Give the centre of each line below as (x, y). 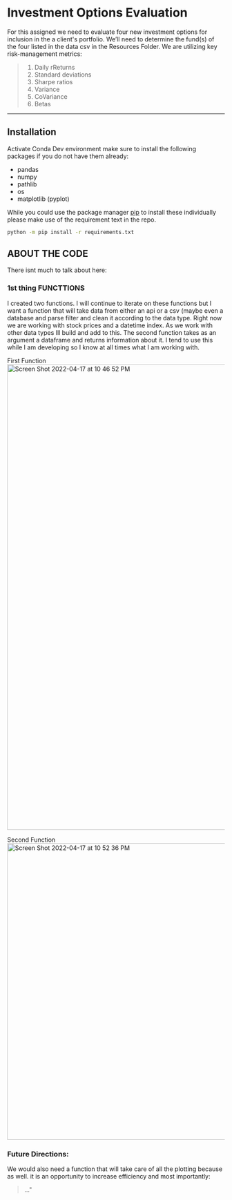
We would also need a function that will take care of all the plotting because (115, 1169)
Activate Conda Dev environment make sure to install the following (102, 148)
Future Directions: (38, 1154)
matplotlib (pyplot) (43, 199)
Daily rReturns (55, 67)
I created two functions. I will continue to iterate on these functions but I (109, 303)
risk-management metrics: (45, 54)
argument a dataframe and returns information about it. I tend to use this (110, 340)
